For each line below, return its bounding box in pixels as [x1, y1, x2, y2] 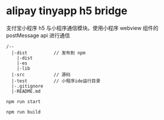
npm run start [6, 99, 41, 105]
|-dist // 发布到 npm [11, 50, 86, 56]
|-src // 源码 [11, 72, 71, 77]
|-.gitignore [11, 83, 44, 89]
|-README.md [11, 88, 41, 94]
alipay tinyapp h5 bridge [6, 4, 128, 18]
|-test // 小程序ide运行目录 [11, 78, 101, 84]
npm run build [6, 109, 41, 115]
